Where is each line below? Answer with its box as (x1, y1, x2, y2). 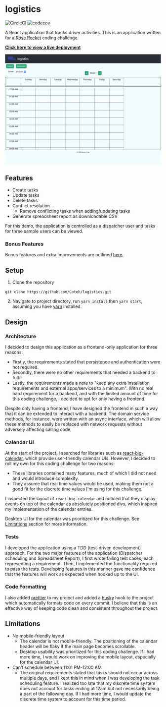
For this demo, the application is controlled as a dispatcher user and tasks (5, 223, 156, 229)
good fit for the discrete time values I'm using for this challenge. (12, 486, 143, 492)
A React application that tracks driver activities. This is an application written (5, 29, 161, 35)
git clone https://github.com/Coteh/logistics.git (5, 290, 112, 295)
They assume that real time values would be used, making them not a (12, 481, 154, 487)
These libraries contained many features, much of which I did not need (12, 470, 157, 476)
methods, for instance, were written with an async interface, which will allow (5, 415, 161, 422)
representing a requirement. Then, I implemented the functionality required (5, 560, 158, 566)
